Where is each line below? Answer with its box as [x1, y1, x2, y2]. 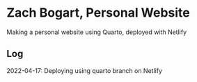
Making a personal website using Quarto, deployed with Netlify [6, 28, 187, 36]
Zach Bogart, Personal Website [6, 5, 191, 21]
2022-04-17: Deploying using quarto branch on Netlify [6, 66, 163, 74]
